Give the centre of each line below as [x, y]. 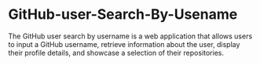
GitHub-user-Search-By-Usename [123, 14]
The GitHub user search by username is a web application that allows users [130, 36]
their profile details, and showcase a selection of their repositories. [116, 52]
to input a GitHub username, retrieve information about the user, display [124, 44]
